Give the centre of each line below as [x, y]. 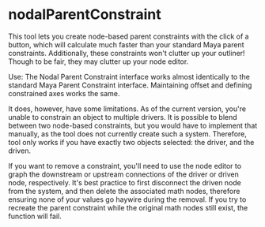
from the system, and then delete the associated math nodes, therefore [124, 191]
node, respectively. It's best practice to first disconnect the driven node [125, 182]
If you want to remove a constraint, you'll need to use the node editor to [125, 166]
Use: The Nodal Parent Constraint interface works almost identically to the [129, 76]
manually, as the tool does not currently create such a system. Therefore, [128, 134]
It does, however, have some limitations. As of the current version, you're [127, 109]
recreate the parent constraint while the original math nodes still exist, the [128, 207]
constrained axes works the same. [64, 93]
